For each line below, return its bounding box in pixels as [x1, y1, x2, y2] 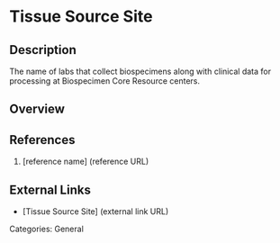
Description [9, 42, 77, 58]
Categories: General [9, 223, 84, 235]
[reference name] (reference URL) [22, 156, 149, 167]
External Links [9, 182, 92, 197]
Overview [9, 102, 66, 117]
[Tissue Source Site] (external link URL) [22, 206, 169, 217]
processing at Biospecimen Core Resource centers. [9, 76, 201, 86]
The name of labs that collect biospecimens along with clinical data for [9, 66, 272, 76]
